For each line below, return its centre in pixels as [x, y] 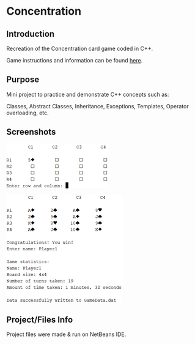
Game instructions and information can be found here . [75, 60]
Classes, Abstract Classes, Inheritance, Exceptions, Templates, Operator [97, 106]
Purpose [23, 80]
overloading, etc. [28, 113]
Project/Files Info [40, 320]
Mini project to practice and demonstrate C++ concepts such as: [88, 94]
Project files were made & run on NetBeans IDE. [66, 334]
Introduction [31, 34]
